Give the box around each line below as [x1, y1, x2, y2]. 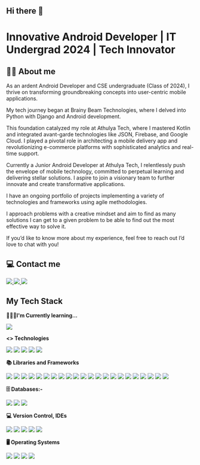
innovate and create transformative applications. [6, 181, 125, 188]
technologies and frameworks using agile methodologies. [6, 199, 147, 206]
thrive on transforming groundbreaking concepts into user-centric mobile [6, 89, 186, 96]
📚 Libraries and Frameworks [6, 359, 79, 366]
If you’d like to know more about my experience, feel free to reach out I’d [6, 235, 185, 242]
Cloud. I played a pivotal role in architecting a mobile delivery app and [6, 137, 178, 144]
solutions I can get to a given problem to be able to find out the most [6, 217, 174, 224]
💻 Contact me [6, 259, 61, 269]
